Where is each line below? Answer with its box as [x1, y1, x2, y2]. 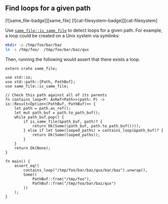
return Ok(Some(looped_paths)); [32, 132, 100, 137]
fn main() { [5, 159, 30, 164]
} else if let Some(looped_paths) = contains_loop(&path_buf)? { [23, 128, 164, 133]
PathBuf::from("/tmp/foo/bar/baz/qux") [32, 181, 116, 186]
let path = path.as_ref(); [14, 106, 71, 111]
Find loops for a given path [5, 4, 91, 13]
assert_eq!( [14, 163, 39, 168]
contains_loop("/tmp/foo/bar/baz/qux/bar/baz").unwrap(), [23, 168, 148, 173]
